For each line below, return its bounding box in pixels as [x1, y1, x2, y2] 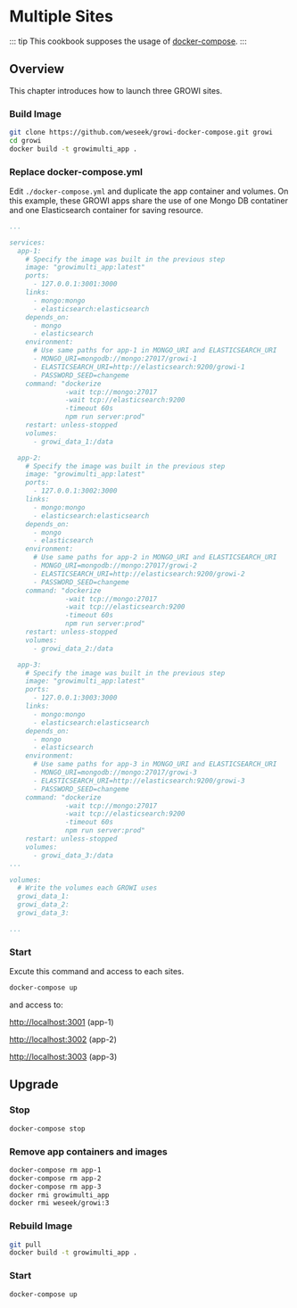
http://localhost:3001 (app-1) [9, 1017, 114, 1028]
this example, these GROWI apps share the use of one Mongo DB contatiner [9, 195, 288, 206]
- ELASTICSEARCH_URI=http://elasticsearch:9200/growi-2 [32, 569, 245, 578]
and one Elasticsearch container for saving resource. [9, 204, 203, 215]
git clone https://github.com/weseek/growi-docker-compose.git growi [9, 128, 274, 137]
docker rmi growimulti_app [9, 1190, 110, 1199]
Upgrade [9, 1077, 60, 1092]
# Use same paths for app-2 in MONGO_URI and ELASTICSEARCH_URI [32, 553, 277, 562]
